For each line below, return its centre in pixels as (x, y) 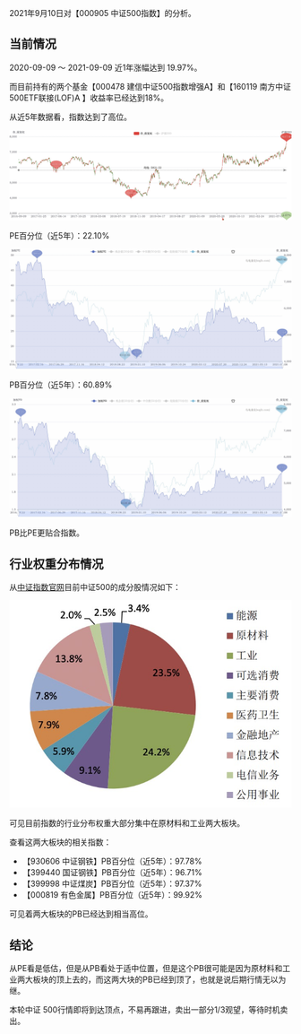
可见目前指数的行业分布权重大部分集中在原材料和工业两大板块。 (127, 823)
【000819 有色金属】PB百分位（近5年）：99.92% (112, 895)
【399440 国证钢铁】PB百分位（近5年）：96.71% (112, 873)
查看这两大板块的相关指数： (60, 842)
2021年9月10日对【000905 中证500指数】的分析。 (103, 13)
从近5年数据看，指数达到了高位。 (71, 117)
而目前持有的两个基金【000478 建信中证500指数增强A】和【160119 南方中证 (150, 86)
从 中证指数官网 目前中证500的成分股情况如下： (95, 587)
